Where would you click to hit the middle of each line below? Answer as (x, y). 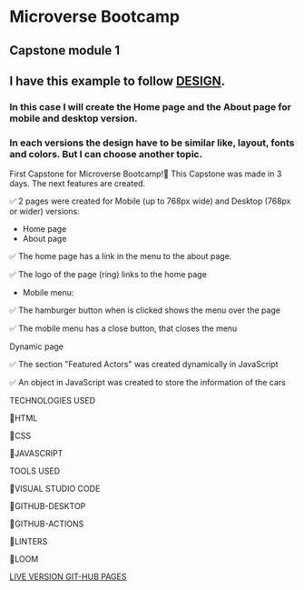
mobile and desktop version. (74, 118)
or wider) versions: (44, 212)
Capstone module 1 (65, 50)
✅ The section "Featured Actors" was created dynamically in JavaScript (144, 365)
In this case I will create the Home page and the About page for (151, 106)
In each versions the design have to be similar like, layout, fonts (152, 143)
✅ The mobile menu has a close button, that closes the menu (123, 328)
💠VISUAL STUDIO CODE (55, 489)
